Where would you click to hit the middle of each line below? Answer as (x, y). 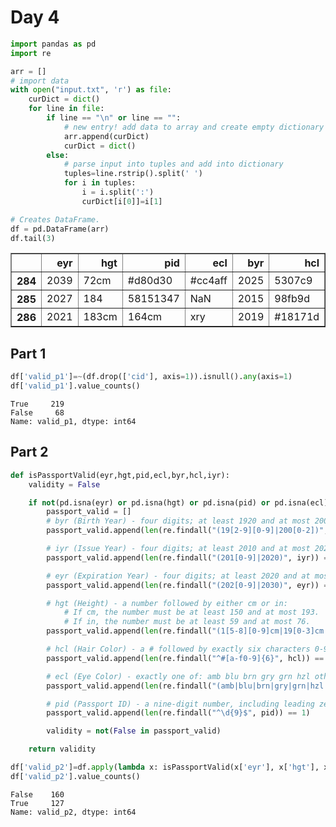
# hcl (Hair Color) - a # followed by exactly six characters (178, 649)
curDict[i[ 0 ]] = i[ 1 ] (122, 201)
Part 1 (28, 353)
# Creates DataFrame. (55, 219)
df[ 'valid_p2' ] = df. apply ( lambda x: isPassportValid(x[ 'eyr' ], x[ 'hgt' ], (165, 767)
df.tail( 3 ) (33, 238)
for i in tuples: (100, 183)
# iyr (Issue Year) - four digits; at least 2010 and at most (178, 549)
